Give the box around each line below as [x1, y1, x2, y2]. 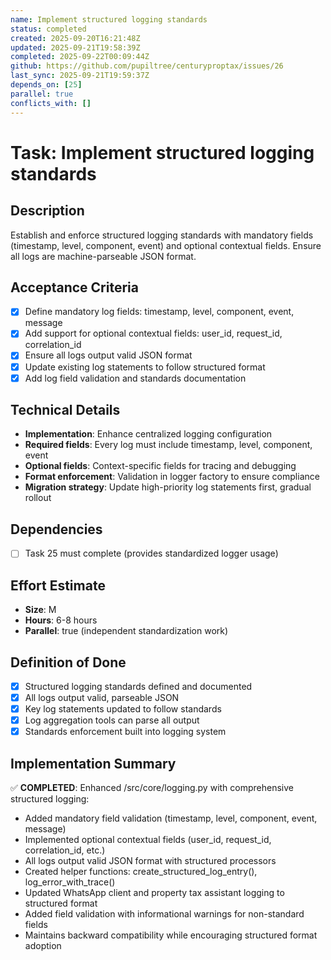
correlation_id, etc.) [24, 844, 106, 856]
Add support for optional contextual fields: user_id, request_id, [24, 327, 283, 340]
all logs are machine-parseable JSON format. [10, 250, 197, 262]
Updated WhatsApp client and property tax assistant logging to [24, 887, 285, 899]
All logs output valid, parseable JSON [24, 692, 180, 703]
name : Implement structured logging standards [10, 14, 208, 25]
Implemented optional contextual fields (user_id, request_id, [24, 834, 272, 846]
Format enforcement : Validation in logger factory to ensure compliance [24, 471, 320, 483]
